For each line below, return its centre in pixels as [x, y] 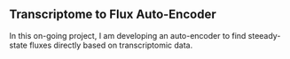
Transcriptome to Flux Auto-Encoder [113, 15]
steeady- [264, 35]
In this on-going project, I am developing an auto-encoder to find [128, 35]
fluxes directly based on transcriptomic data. [111, 45]
